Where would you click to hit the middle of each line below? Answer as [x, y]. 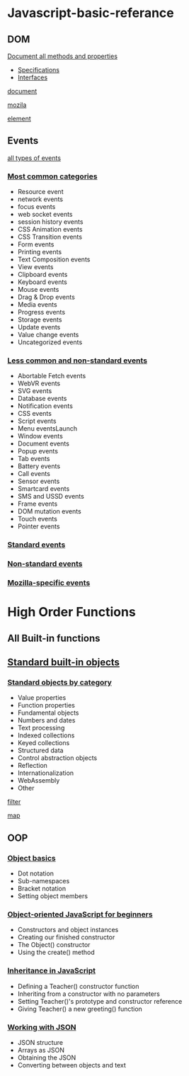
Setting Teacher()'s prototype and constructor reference [100, 1001]
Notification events [45, 406]
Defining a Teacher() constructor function [78, 986]
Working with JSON [42, 1027]
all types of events [34, 158]
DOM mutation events [49, 511]
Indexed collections [46, 735]
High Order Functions [71, 612]
